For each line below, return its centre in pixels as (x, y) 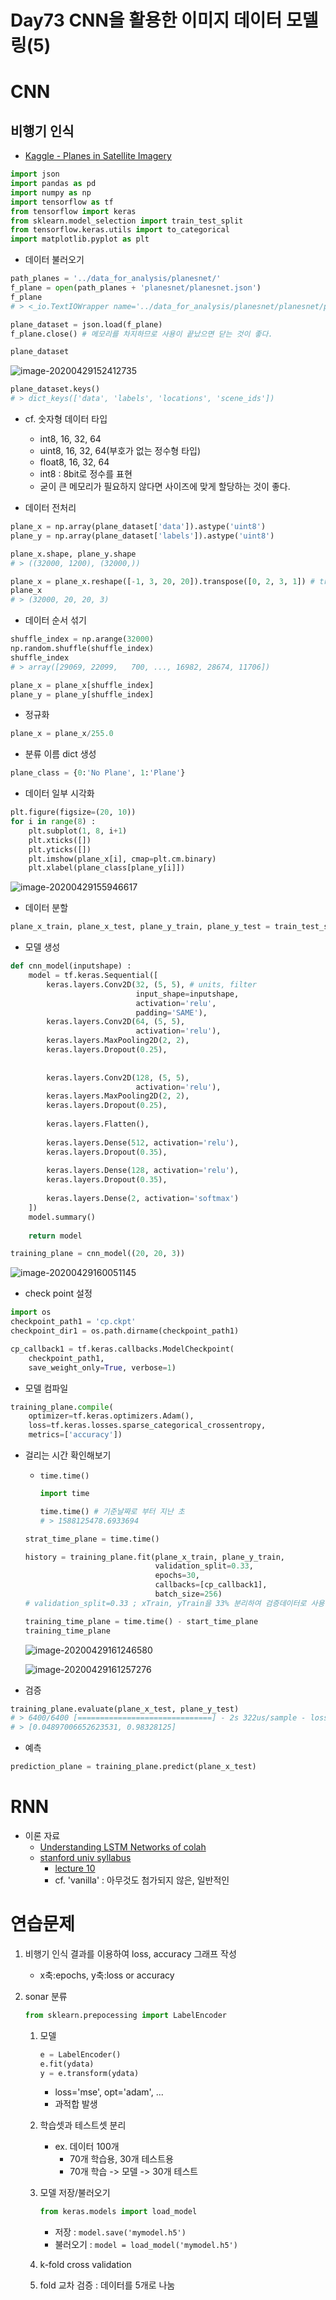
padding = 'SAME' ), (171, 1012)
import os (31, 1312)
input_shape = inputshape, (187, 994)
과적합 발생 (76, 2104)
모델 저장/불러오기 (75, 2193)
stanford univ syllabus (85, 1857)
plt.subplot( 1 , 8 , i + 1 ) (78, 831)
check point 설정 (58, 1293)
